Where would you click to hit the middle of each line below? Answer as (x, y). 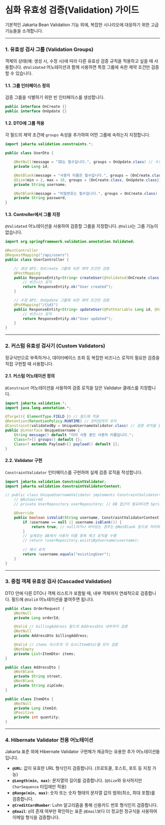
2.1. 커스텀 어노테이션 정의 (30, 376)
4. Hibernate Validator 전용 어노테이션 (49, 740)
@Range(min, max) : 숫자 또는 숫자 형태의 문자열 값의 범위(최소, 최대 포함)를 (84, 793)
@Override (24, 513)
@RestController (22, 251)
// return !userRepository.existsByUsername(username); (81, 541)
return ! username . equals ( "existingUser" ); (67, 554)
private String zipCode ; (39, 686)
